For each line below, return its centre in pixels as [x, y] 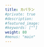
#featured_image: [22, 23]
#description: [19, 19]
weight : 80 [16, 32]
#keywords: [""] [21, 28]
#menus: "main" [20, 37]
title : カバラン [20, 10]
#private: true [20, 14]
